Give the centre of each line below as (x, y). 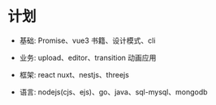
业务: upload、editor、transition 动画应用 (88, 57)
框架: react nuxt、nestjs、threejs (74, 74)
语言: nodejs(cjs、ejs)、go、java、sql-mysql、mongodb (113, 92)
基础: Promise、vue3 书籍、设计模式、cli (87, 40)
